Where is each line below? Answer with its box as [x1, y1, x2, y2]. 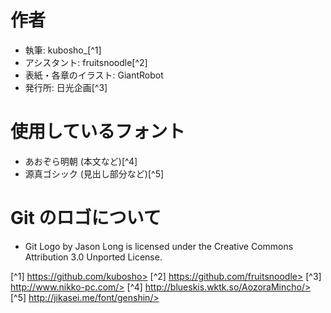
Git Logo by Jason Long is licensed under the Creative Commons [24, 240, 294, 252]
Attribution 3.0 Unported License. [24, 251, 163, 263]
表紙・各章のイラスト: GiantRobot [24, 69, 164, 81]
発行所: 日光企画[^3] [24, 81, 108, 93]
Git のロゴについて [10, 207, 162, 230]
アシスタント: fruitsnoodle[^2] [24, 56, 148, 68]
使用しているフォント [10, 121, 186, 143]
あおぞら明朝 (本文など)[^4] [24, 155, 138, 167]
